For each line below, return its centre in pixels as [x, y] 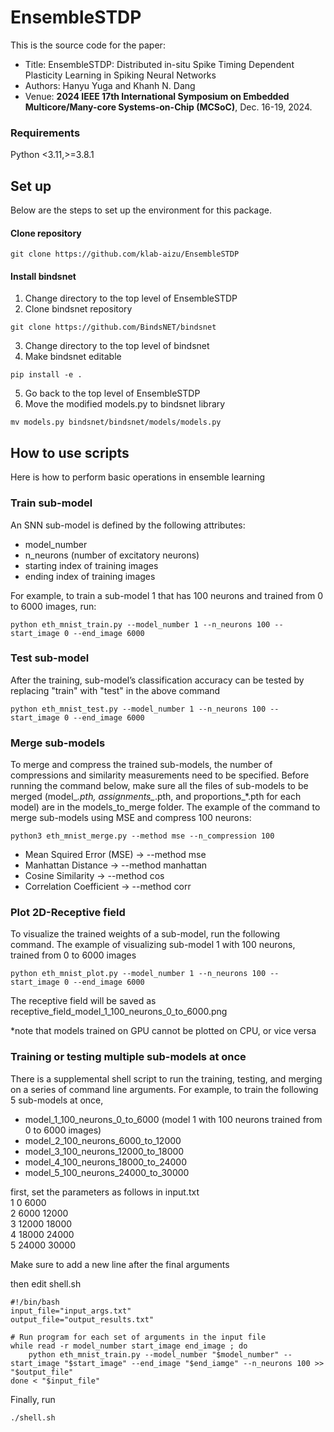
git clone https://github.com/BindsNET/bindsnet [113, 327]
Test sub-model [50, 658]
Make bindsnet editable [73, 357]
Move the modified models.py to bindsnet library [125, 404]
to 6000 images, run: [53, 606]
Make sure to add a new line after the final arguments [120, 1264]
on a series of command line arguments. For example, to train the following [164, 1089]
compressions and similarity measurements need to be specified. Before [160, 775]
